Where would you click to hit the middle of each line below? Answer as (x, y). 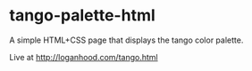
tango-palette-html (83, 16)
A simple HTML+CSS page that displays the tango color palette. (126, 40)
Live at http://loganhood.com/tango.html (84, 57)
